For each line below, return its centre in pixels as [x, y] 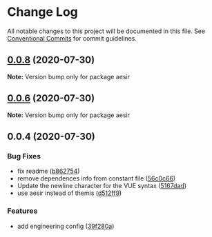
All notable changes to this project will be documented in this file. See [106, 31]
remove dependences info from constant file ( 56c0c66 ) [96, 178]
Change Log [42, 12]
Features [22, 211]
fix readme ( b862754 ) [48, 171]
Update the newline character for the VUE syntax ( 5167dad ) [102, 186]
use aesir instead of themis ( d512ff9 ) [69, 193]
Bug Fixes [24, 156]
